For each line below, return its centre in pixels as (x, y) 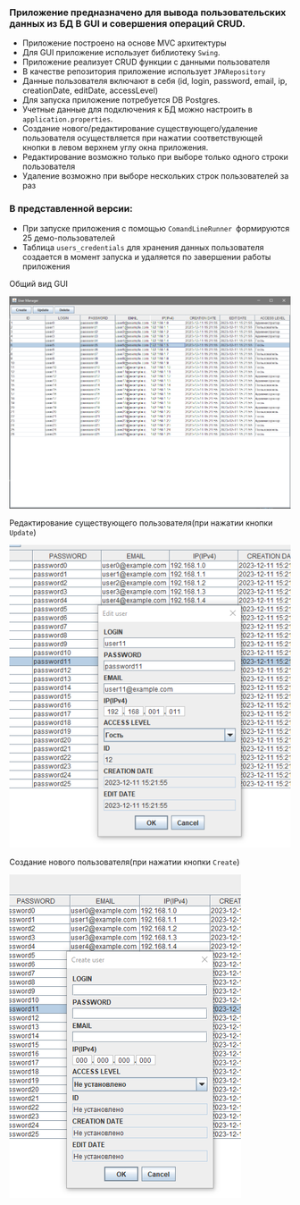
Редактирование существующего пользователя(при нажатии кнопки (141, 522)
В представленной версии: (71, 209)
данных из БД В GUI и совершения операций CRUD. (127, 23)
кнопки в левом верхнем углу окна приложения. (115, 147)
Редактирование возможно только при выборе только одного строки (155, 157)
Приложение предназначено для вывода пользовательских (148, 13)
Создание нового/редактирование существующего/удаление (140, 129)
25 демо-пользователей (69, 238)
